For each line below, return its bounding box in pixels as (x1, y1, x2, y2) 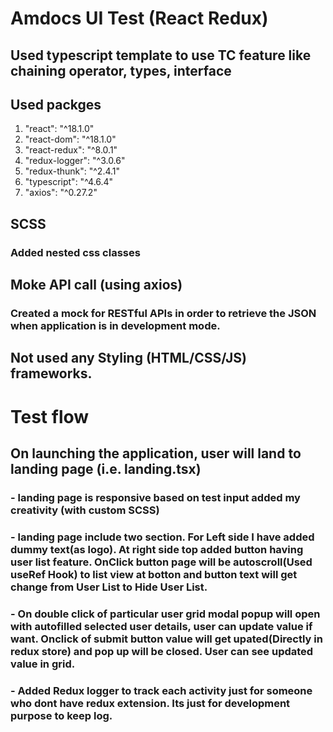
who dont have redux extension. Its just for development (10, 696, 291, 710)
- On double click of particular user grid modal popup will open (10, 607, 321, 621)
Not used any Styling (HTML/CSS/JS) (10, 350, 247, 367)
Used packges (10, 96, 102, 113)
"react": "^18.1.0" (24, 123, 95, 135)
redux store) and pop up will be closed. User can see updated (10, 644, 314, 658)
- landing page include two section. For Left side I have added (10, 530, 315, 544)
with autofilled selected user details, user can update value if (10, 619, 313, 633)
